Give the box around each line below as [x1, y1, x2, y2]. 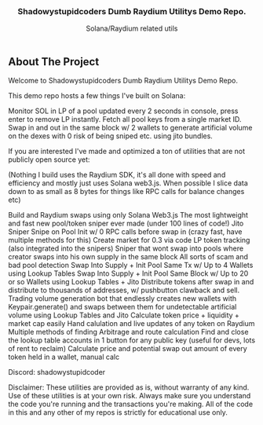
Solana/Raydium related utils [86, 24, 178, 33]
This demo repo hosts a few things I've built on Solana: [8, 91, 186, 101]
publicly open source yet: [8, 155, 90, 164]
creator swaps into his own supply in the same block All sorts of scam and [8, 252, 249, 262]
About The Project [8, 55, 100, 68]
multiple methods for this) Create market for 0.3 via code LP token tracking [8, 236, 250, 245]
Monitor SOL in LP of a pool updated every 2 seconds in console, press [8, 106, 239, 115]
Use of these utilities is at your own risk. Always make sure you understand [8, 391, 251, 401]
